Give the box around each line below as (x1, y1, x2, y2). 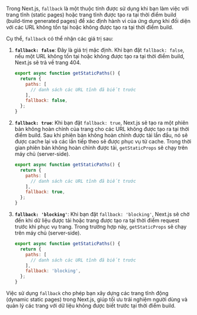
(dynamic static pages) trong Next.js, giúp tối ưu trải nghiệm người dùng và (6, 296, 188, 303)
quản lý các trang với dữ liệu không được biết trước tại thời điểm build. (6, 302, 176, 309)
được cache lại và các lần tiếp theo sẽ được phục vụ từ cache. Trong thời (14, 138, 192, 145)
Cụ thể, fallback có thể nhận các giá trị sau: (6, 35, 113, 42)
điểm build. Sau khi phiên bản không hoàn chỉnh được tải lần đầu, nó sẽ (14, 132, 188, 139)
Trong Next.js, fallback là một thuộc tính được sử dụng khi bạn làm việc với (6, 5, 189, 12)
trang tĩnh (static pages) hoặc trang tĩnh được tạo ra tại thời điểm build (6, 11, 176, 18)
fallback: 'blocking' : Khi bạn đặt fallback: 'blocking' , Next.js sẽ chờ (14, 211, 190, 217)
